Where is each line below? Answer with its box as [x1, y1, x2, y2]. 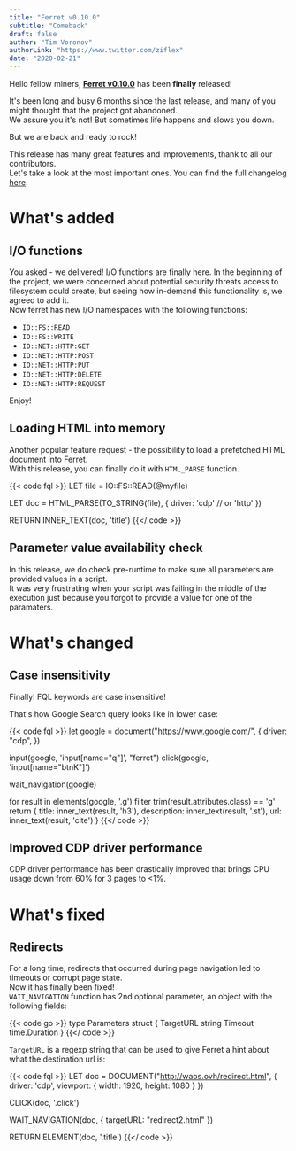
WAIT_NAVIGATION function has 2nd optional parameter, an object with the [9, 992, 273, 1002]
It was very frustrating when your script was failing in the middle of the [9, 582, 267, 594]
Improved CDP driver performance [9, 841, 203, 856]
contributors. [9, 159, 57, 168]
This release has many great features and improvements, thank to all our [9, 149, 273, 159]
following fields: [9, 1000, 67, 1011]
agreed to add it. [9, 295, 70, 306]
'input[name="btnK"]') [9, 761, 91, 772]
